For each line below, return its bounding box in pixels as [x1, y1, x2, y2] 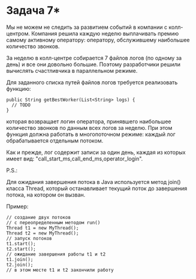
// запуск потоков [6, 235, 52, 241]
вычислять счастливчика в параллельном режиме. [6, 67, 138, 74]
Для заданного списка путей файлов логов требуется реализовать [6, 79, 178, 86]
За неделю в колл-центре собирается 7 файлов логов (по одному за [6, 54, 182, 61]
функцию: [6, 85, 31, 92]
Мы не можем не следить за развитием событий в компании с [6, 23, 168, 31]
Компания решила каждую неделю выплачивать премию [31, 29, 179, 37]
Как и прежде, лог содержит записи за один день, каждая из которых [6, 149, 186, 156]
